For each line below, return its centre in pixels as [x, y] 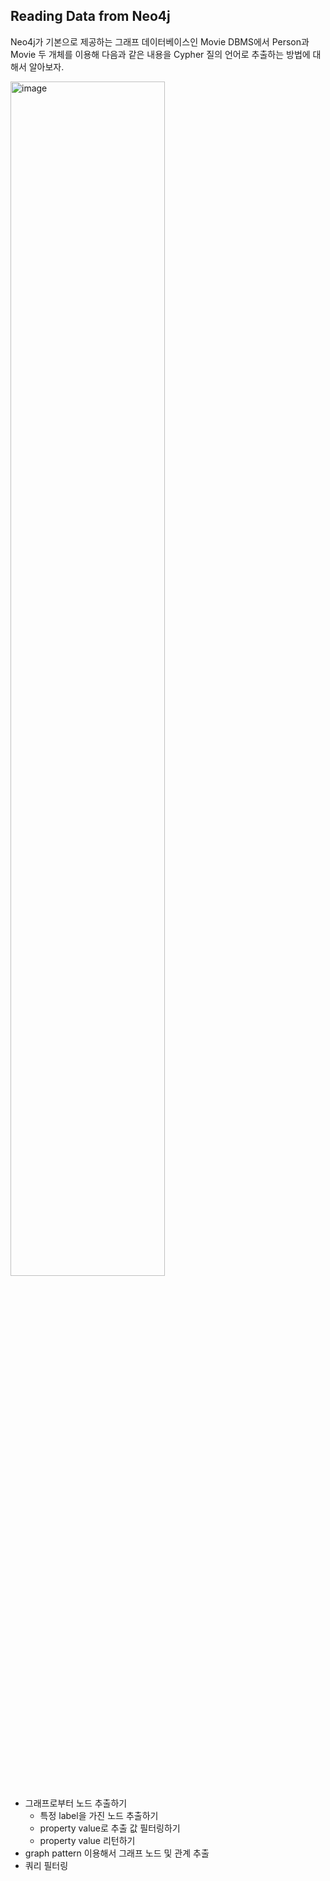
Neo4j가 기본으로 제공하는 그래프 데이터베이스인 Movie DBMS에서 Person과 [160, 41]
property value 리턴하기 [87, 1840]
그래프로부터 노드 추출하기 [76, 1803]
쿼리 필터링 [46, 1865]
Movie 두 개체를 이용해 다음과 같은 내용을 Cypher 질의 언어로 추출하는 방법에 [160, 54]
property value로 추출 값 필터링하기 [110, 1828]
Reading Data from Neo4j [90, 16]
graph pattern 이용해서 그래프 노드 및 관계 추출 [117, 1853]
